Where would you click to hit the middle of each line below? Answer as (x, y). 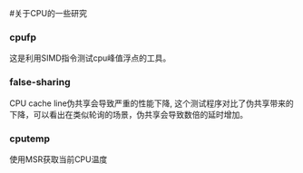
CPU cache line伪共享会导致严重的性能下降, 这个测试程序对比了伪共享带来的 (152, 103)
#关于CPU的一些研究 (49, 13)
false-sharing (40, 82)
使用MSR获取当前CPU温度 (59, 159)
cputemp (29, 139)
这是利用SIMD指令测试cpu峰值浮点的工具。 (90, 58)
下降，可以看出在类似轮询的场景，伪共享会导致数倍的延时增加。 (128, 114)
